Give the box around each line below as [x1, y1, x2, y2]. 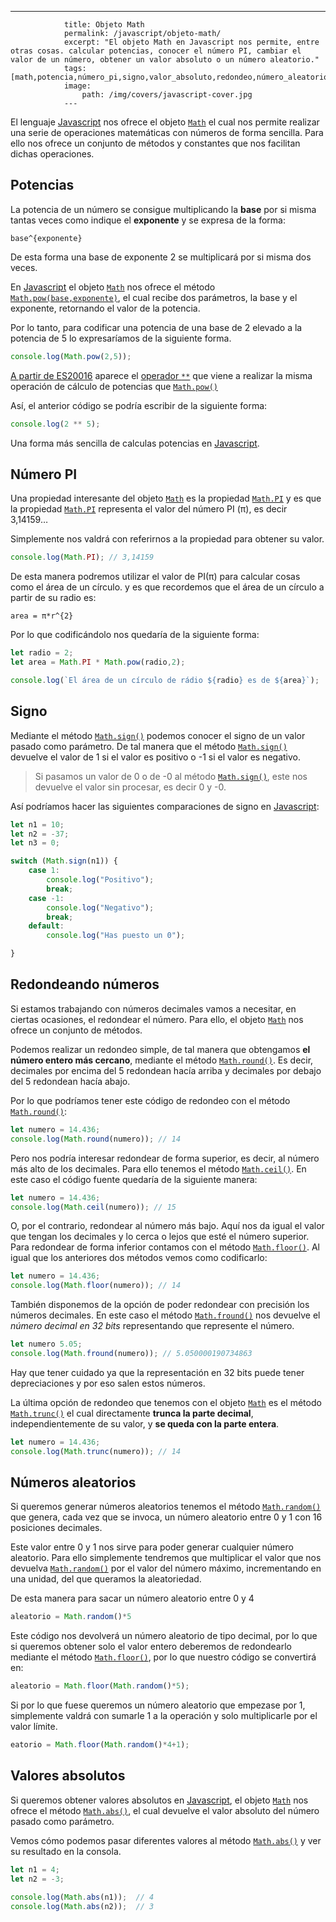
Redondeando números [10, 976, 160, 993]
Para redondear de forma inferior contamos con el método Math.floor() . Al [10, 1241, 320, 1253]
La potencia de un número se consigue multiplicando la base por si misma [10, 203, 317, 215]
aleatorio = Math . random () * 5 [10, 1612, 132, 1622]
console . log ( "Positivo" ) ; [46, 875, 155, 885]
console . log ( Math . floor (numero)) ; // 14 [10, 1281, 182, 1291]
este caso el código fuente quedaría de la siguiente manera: [10, 1173, 258, 1185]
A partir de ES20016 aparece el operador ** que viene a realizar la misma [10, 369, 313, 381]
